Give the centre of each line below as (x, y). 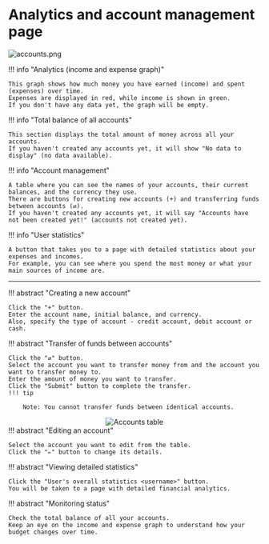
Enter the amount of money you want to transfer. (93, 379)
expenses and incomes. (46, 256)
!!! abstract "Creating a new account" (70, 293)
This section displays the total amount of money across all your (121, 134)
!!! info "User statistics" (46, 234)
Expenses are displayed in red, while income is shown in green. (119, 98)
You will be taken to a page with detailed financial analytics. (119, 488)
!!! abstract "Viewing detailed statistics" (73, 466)
